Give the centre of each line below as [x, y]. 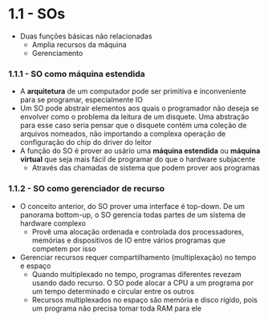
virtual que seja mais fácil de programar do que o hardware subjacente [138, 159]
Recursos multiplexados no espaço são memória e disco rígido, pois [145, 299]
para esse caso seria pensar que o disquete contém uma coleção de [133, 126]
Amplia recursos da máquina [79, 44]
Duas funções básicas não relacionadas [86, 36]
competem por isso [64, 248]
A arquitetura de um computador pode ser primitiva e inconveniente [133, 91]
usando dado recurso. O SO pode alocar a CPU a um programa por [143, 283]
